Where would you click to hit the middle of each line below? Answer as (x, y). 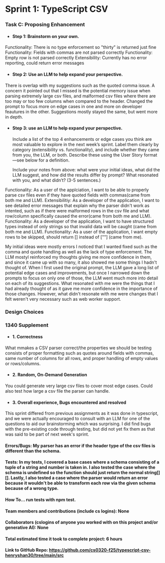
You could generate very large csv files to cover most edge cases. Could (79, 386)
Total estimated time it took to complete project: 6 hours (64, 539)
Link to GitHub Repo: (27, 550)
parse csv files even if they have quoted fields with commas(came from (78, 195)
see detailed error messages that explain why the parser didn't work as (77, 205)
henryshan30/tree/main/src (34, 555)
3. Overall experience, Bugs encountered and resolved (69, 402)
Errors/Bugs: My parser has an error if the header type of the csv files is (80, 445)
